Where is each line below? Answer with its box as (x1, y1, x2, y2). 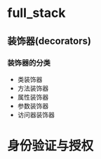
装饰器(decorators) (7, 35, 91, 47)
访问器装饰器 (17, 110, 55, 119)
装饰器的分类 (7, 58, 51, 68)
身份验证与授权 (7, 138, 94, 154)
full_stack (7, 5, 66, 21)
